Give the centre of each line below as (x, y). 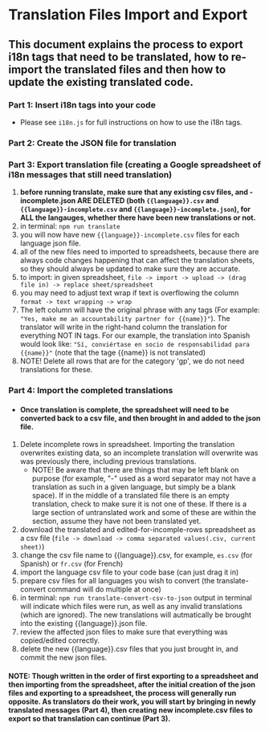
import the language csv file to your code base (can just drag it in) (129, 572)
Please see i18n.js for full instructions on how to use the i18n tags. (131, 122)
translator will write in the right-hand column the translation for (123, 327)
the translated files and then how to (135, 69)
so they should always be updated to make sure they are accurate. (130, 269)
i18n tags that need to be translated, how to (118, 57)
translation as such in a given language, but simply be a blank (134, 487)
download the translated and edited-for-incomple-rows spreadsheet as (138, 530)
